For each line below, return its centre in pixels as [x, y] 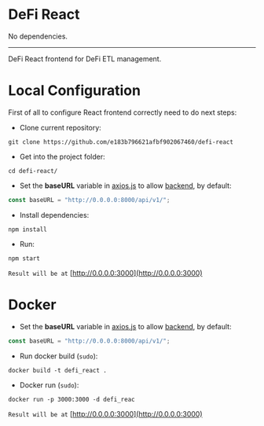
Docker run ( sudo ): [49, 385]
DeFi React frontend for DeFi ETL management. [85, 59]
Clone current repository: [60, 127]
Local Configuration [75, 91]
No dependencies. [38, 36]
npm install [27, 230]
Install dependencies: [54, 215]
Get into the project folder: [62, 156]
